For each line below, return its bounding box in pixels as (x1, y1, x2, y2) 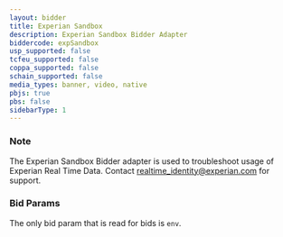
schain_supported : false (9, 72, 103, 81)
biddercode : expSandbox (9, 38, 99, 48)
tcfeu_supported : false (9, 55, 99, 64)
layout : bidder (9, 13, 67, 23)
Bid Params (9, 197, 61, 210)
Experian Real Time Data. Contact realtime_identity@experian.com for (9, 165, 269, 176)
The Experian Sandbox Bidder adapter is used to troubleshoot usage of (9, 155, 274, 167)
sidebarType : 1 (9, 105, 67, 114)
